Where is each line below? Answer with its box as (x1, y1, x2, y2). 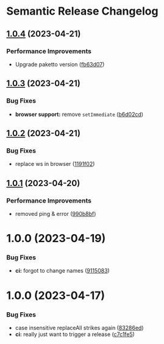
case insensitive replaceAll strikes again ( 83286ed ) (15, 324, 144, 331)
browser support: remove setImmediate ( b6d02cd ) (15, 110, 144, 118)
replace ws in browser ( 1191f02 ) (15, 160, 95, 168)
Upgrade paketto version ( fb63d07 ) (15, 60, 105, 68)
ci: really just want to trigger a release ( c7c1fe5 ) (15, 331, 135, 338)
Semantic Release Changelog (6, 4, 159, 18)
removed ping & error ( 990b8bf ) (15, 210, 96, 217)
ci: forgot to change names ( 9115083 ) (15, 267, 110, 274)
